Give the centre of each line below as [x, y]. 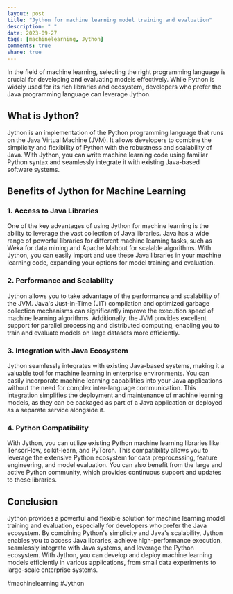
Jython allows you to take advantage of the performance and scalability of [113, 296]
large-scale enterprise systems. [53, 570]
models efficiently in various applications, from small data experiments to [112, 563]
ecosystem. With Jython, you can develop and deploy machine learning [110, 555]
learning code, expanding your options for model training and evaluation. [111, 263]
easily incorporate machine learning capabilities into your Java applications [115, 380]
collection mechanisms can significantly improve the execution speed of [110, 311]
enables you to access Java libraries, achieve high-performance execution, [115, 541]
